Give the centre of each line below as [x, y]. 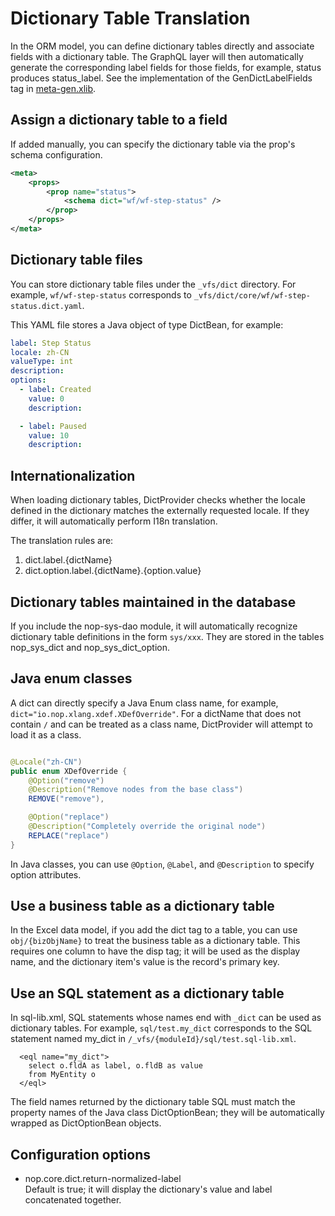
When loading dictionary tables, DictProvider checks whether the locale [158, 500]
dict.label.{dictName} [68, 560]
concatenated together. [73, 1200]
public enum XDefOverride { [69, 771]
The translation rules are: [62, 541]
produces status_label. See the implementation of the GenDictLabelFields [161, 78]
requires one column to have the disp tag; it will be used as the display [155, 951]
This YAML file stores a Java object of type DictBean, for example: [147, 324]
